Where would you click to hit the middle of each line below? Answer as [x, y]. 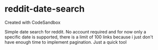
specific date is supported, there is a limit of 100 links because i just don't [79, 37]
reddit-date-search [45, 9]
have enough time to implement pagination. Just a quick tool [66, 42]
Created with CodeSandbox [33, 22]
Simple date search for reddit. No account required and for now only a [76, 32]
